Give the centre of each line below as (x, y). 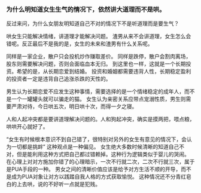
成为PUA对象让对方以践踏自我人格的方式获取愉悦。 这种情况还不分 (93, 177)
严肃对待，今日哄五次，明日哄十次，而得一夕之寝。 (74, 106)
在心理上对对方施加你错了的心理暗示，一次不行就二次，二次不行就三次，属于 (100, 162)
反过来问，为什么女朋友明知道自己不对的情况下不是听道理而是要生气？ (93, 24)
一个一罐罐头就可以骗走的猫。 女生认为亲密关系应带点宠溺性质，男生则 (98, 99)
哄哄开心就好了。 (27, 127)
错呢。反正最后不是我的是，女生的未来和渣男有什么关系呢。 (80, 44)
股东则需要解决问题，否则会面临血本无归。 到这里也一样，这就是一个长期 (96, 64)
